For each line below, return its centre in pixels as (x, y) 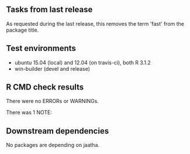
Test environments (41, 48)
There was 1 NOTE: (29, 112)
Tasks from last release (49, 10)
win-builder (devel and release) (52, 69)
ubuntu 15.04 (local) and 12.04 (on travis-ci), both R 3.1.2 (82, 62)
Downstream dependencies (58, 131)
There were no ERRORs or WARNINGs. (53, 101)
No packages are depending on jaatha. (53, 145)
